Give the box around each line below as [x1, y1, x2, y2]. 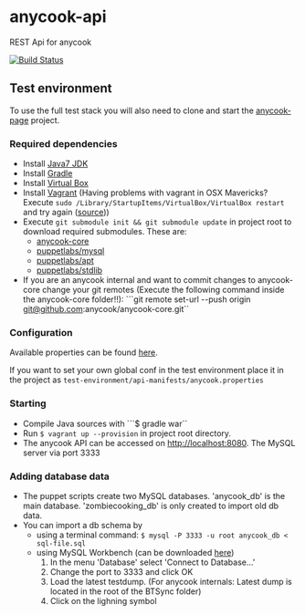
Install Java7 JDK [22, 158, 89, 170]
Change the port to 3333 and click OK [49, 566, 194, 577]
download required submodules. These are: [22, 226, 187, 237]
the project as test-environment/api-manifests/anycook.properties [9, 374, 265, 385]
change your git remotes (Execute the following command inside [42, 285, 285, 296]
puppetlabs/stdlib [36, 265, 103, 276]
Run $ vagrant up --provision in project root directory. [22, 427, 231, 439]
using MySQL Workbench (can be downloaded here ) [36, 547, 235, 558]
